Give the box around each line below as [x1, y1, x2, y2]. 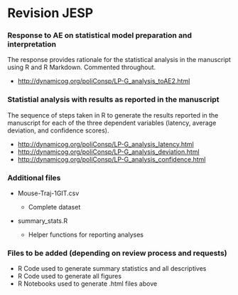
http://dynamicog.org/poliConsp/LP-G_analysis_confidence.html [17, 155, 206, 163]
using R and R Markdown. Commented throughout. [7, 63, 156, 72]
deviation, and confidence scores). [7, 126, 109, 135]
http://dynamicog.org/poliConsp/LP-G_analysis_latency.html [17, 140, 194, 148]
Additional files [7, 172, 61, 182]
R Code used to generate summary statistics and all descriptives [17, 264, 207, 273]
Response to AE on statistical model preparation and [7, 31, 193, 41]
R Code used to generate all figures [17, 272, 122, 281]
